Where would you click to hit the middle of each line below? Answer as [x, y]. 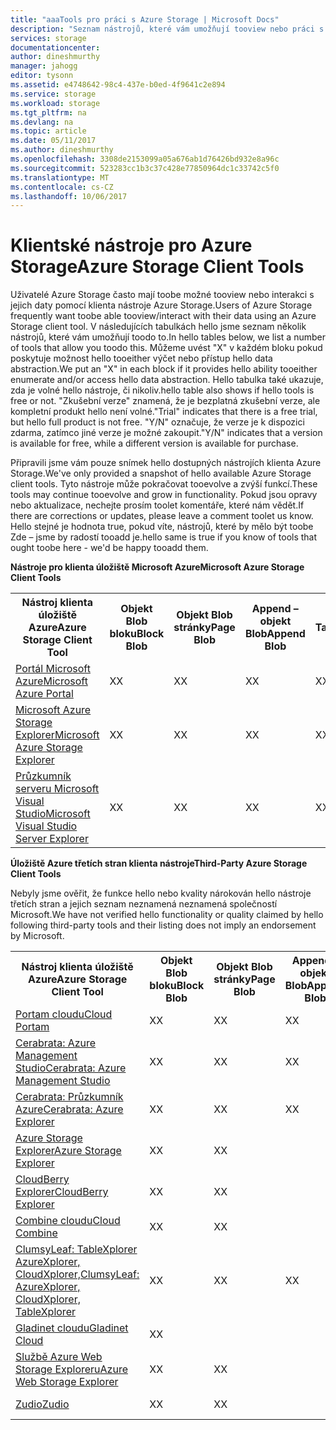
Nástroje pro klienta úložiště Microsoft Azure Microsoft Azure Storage [157, 567]
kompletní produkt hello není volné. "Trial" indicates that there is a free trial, [164, 412]
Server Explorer [52, 839]
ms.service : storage [53, 94]
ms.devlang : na [42, 122]
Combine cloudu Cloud [68, 1221]
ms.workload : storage [55, 103]
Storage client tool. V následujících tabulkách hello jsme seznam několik [158, 327]
